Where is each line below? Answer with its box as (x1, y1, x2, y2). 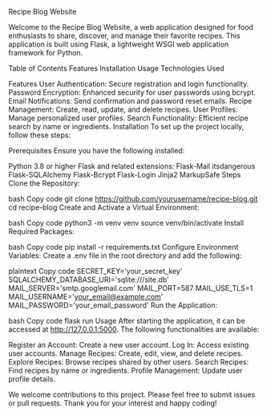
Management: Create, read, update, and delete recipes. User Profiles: (8, 104, 238, 114)
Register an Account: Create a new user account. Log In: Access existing (8, 341, 249, 349)
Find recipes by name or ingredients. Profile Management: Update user (8, 365, 243, 375)
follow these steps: (8, 130, 71, 140)
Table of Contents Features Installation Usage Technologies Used (8, 63, 225, 73)
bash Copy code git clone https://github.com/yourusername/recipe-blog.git (8, 194, 258, 203)
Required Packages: (8, 226, 75, 236)
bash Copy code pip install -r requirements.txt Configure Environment (8, 243, 239, 251)
